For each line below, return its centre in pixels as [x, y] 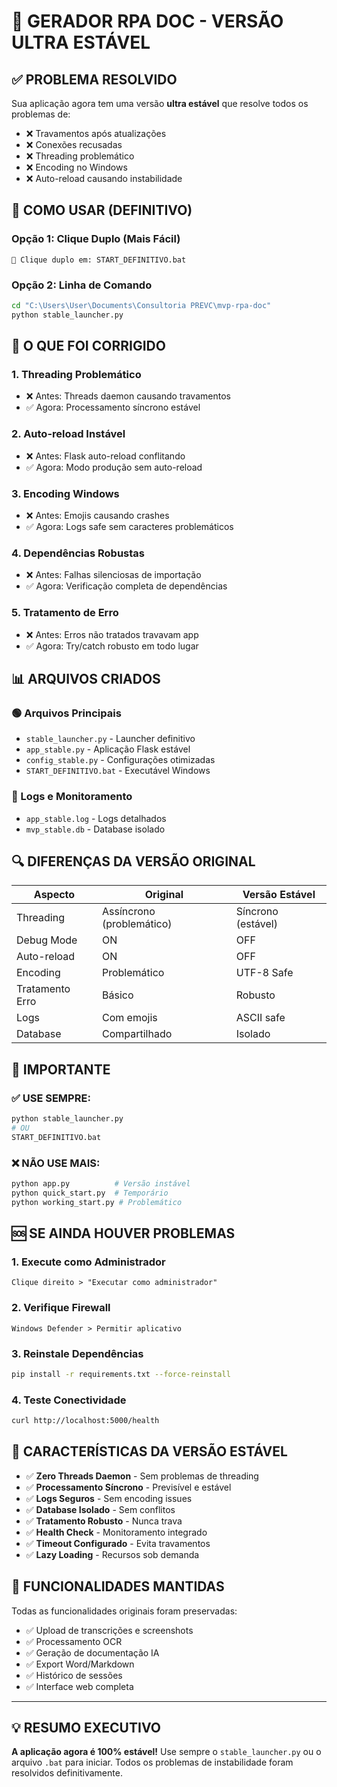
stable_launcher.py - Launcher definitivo [110, 739]
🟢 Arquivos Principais [66, 713]
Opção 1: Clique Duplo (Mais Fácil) [96, 239]
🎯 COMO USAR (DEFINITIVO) [102, 210]
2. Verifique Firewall [61, 1308]
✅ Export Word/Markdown [80, 1664]
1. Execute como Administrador [88, 1262]
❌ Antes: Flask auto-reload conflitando [105, 456]
